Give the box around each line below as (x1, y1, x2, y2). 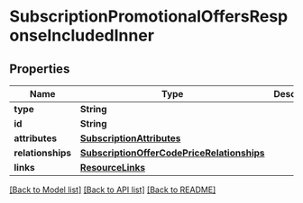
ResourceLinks (79, 162, 146, 173)
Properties (9, 61, 70, 76)
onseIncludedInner (9, 25, 155, 46)
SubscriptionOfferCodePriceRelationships (79, 146, 265, 159)
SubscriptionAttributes (79, 132, 181, 145)
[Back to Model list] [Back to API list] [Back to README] (9, 184, 216, 195)
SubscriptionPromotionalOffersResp (9, 6, 289, 27)
